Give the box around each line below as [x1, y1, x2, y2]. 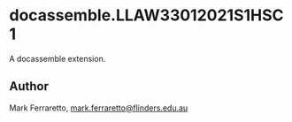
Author [9, 79, 49, 94]
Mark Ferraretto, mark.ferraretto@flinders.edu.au [9, 103, 188, 113]
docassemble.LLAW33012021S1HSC [9, 5, 285, 26]
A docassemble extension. [9, 53, 106, 64]
